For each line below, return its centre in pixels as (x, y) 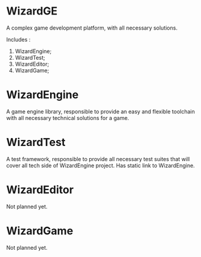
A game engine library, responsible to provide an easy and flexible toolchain (101, 111)
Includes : (18, 39)
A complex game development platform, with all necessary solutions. (92, 28)
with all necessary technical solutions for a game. (68, 118)
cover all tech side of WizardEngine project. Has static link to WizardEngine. (101, 165)
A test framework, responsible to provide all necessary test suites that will (98, 159)
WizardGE (32, 11)
